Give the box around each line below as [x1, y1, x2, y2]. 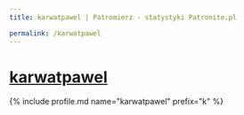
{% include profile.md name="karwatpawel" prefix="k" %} [9, 96, 224, 107]
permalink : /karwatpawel [9, 28, 102, 38]
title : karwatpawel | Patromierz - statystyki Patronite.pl [9, 12, 238, 22]
